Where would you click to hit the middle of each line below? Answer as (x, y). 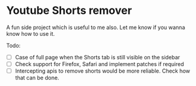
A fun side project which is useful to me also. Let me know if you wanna (96, 27)
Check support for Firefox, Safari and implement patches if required (100, 64)
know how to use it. (31, 33)
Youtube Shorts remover (69, 11)
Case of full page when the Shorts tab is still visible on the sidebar (97, 57)
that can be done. (37, 78)
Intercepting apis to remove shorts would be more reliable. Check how (103, 71)
